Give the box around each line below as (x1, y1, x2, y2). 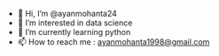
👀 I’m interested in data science (17, 17, 133, 28)
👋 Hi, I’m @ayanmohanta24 (17, 9, 118, 18)
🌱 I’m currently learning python (17, 27, 131, 37)
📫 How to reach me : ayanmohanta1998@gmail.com (17, 37, 210, 47)
